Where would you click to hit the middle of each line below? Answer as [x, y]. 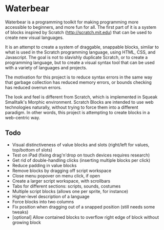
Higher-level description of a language [51, 196]
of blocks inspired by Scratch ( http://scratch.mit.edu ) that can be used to [79, 32]
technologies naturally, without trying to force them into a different [72, 107]
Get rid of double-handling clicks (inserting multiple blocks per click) [81, 160]
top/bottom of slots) [32, 150]
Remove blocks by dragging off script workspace [61, 171]
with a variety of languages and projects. [46, 67]
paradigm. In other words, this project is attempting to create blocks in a [78, 112]
